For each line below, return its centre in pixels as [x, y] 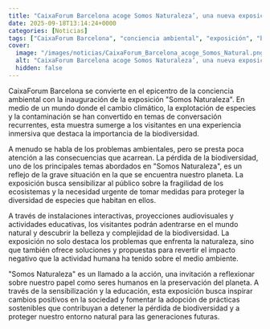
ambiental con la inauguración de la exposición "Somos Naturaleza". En [127, 99]
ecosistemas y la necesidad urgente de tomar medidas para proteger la [127, 191]
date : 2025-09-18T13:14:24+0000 [62, 23]
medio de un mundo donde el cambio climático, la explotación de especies [132, 108]
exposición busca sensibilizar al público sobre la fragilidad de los [116, 183]
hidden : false [39, 68]
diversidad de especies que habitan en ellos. [82, 200]
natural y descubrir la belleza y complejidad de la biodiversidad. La [119, 233]
